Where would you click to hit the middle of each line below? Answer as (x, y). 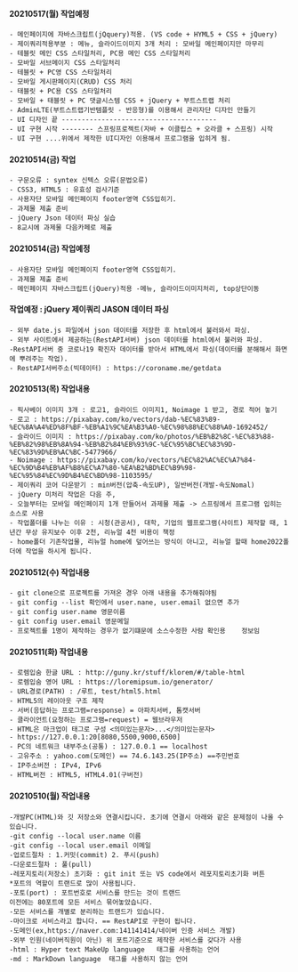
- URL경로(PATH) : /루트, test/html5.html (85, 692)
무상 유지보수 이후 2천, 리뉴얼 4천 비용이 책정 (100, 533)
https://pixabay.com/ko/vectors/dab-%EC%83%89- (131, 420)
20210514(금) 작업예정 (50, 248)
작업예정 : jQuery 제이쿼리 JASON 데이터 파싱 (89, 309)
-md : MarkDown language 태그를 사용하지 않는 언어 (99, 959)
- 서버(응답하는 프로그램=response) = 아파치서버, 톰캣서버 (105, 711)
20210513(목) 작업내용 (50, 389)
